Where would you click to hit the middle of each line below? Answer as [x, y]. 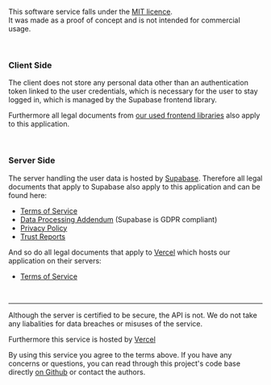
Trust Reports [43, 236]
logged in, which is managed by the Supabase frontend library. [113, 100]
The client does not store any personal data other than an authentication [128, 83]
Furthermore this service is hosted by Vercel [82, 339]
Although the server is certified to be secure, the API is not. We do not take [133, 315]
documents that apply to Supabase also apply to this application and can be [134, 186]
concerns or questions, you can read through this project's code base [124, 363]
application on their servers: [55, 260]
